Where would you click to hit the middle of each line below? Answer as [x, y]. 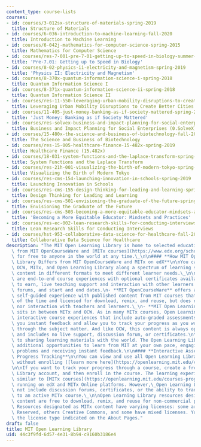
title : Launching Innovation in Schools [63, 184]
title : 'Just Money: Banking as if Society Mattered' [80, 117]
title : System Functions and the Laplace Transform [77, 162]
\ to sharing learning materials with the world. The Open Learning [99, 340]
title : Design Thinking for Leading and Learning [74, 195]
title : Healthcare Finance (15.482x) [59, 151]
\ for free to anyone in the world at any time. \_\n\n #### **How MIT [100, 257]
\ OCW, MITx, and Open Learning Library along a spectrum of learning [101, 268]
